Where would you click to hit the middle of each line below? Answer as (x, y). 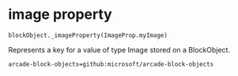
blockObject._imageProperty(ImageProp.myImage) (88, 35)
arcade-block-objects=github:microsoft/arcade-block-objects (111, 64)
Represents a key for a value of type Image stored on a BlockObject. (119, 49)
